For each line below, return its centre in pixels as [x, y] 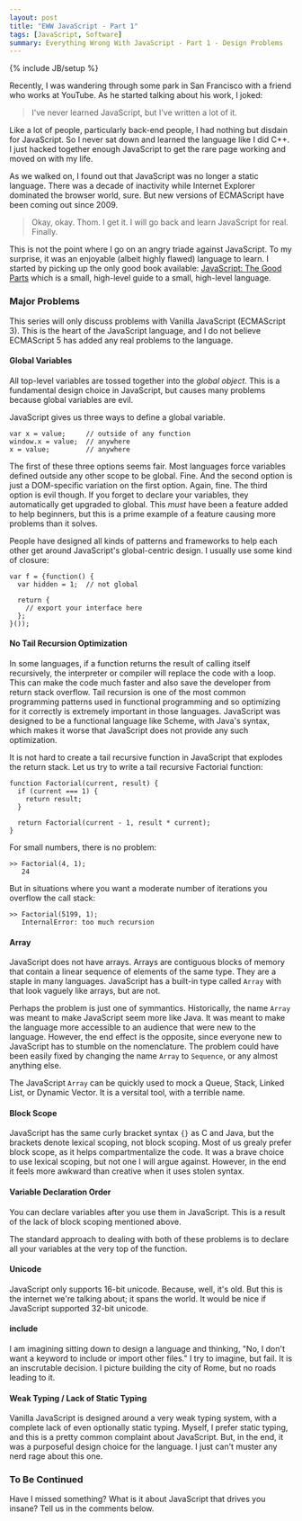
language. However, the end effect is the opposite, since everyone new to [146, 1037]
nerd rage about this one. [56, 1456]
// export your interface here [84, 608]
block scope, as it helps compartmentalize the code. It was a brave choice [147, 1152]
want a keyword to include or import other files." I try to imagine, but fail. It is [151, 1358]
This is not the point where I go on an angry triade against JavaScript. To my [151, 249]
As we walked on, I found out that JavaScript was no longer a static [134, 176]
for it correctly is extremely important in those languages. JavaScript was [145, 711]
